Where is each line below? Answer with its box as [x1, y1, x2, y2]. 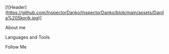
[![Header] [5, 4, 27, 10]
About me [5, 24, 26, 30]
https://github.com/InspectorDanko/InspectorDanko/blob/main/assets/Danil [7, 9, 164, 15]
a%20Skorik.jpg [5, 15, 39, 20]
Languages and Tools [5, 34, 50, 40]
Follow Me [5, 44, 27, 49]
